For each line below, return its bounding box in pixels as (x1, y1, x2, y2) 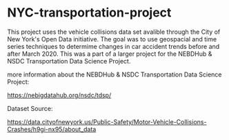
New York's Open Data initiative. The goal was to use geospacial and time (7, 34, 217, 43)
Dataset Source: (7, 104, 53, 112)
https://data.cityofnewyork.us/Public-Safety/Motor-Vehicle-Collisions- (7, 117, 207, 126)
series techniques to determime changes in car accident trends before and (7, 42, 220, 50)
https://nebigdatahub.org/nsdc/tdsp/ (7, 91, 112, 99)
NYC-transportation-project (7, 5, 172, 21)
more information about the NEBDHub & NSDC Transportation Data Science (7, 70, 222, 79)
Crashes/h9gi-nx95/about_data (7, 125, 97, 133)
